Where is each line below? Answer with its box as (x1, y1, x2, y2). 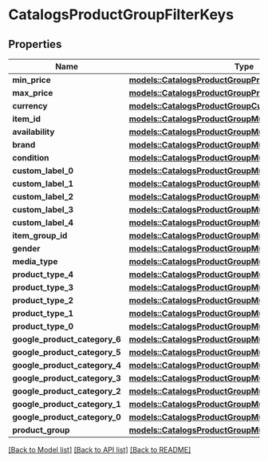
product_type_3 (12, 282, 74, 293)
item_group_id (12, 230, 68, 241)
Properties (8, 38, 62, 51)
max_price (12, 88, 53, 98)
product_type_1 (12, 308, 74, 318)
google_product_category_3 (12, 373, 121, 384)
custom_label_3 (12, 204, 74, 215)
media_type (12, 256, 58, 267)
